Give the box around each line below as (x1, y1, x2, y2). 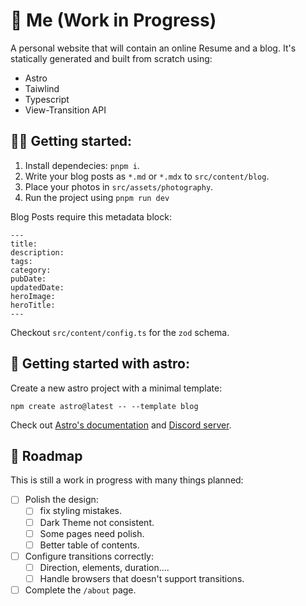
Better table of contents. (39, 539, 140, 551)
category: (10, 265, 52, 275)
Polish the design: (24, 494, 99, 506)
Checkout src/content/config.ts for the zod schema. (10, 326, 230, 338)
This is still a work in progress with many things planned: (10, 474, 244, 486)
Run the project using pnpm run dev (24, 191, 170, 203)
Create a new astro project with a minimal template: (10, 382, 223, 394)
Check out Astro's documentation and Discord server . (10, 419, 232, 431)
